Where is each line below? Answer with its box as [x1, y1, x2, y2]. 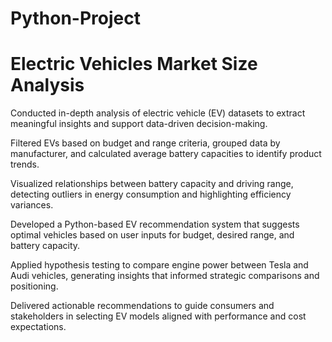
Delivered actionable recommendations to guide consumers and [10, 300, 275, 312]
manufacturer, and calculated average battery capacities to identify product [10, 148, 322, 160]
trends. [10, 158, 40, 171]
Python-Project [10, 7, 141, 30]
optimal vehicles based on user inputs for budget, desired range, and [10, 229, 295, 241]
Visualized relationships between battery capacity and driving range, [10, 178, 294, 190]
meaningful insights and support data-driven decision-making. [10, 118, 268, 130]
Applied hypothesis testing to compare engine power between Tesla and [10, 259, 309, 271]
